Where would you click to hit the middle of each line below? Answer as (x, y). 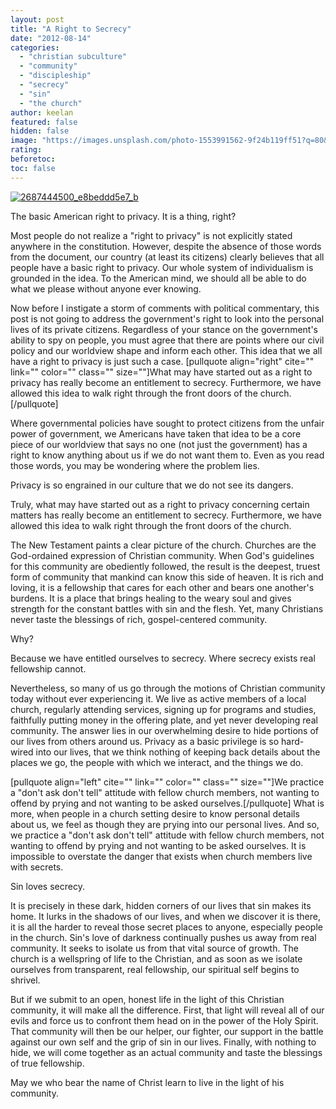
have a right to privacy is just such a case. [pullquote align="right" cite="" (162, 361)
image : (24, 141)
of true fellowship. (47, 1063)
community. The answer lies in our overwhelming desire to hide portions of (164, 730)
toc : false (33, 168)
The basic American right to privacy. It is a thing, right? (123, 216)
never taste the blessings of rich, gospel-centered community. (139, 619)
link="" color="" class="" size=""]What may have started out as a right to (161, 372)
